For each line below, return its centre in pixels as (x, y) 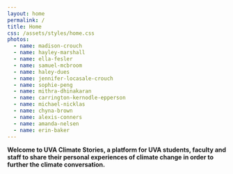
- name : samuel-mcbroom (48, 65)
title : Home (24, 26)
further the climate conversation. (56, 165)
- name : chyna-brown (43, 111)
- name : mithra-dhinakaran (53, 91)
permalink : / (26, 20)
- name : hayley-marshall (49, 53)
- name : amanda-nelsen (46, 124)
